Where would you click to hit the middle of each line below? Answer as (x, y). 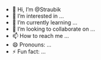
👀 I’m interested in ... (38, 16)
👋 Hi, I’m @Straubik (36, 9)
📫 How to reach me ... (40, 36)
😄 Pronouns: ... (32, 45)
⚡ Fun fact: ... (29, 51)
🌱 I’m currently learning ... (45, 22)
